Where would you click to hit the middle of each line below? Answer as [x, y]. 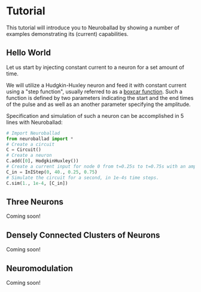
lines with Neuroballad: [34, 122]
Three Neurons [35, 202]
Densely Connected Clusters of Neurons [83, 235]
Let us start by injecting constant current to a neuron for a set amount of [95, 67]
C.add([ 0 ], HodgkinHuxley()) [42, 161]
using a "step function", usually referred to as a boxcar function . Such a [94, 92]
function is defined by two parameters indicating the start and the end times [100, 98]
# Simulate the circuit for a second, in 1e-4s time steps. [83, 178]
